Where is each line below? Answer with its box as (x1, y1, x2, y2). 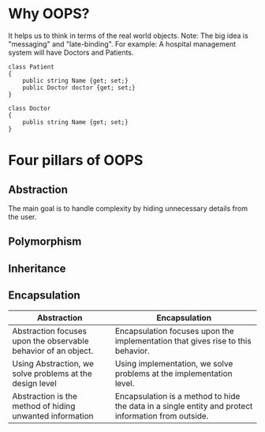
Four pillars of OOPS (8, 152, 144, 170)
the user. (8, 212, 37, 221)
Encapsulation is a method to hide (114, 390, 241, 401)
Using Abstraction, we (12, 358, 95, 369)
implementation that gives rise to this (114, 335, 252, 346)
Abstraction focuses (12, 325, 87, 336)
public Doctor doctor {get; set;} (22, 84, 136, 92)
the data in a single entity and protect (114, 400, 253, 411)
